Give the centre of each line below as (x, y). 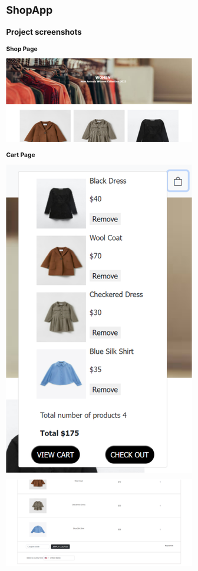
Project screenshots (44, 32)
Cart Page (21, 155)
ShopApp (29, 10)
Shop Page (22, 49)
